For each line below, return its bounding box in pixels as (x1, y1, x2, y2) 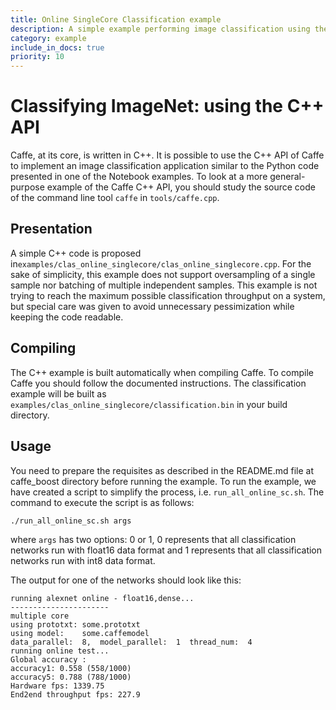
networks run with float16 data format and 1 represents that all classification (10, 544, 323, 556)
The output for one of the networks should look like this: (10, 574, 242, 586)
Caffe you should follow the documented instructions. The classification (10, 377, 307, 389)
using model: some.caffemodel (10, 628, 150, 638)
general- (269, 171, 306, 183)
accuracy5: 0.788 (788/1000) (10, 672, 132, 682)
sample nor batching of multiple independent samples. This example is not (10, 279, 318, 291)
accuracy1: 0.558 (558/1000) (10, 663, 132, 673)
